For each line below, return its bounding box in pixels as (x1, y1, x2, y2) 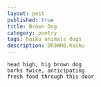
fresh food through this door (7, 73, 95, 80)
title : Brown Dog (7, 23, 57, 30)
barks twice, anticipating (7, 67, 85, 74)
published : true (7, 17, 54, 23)
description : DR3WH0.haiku (7, 42, 85, 49)
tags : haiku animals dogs (7, 36, 82, 43)
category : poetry (7, 29, 57, 37)
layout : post (7, 10, 45, 17)
